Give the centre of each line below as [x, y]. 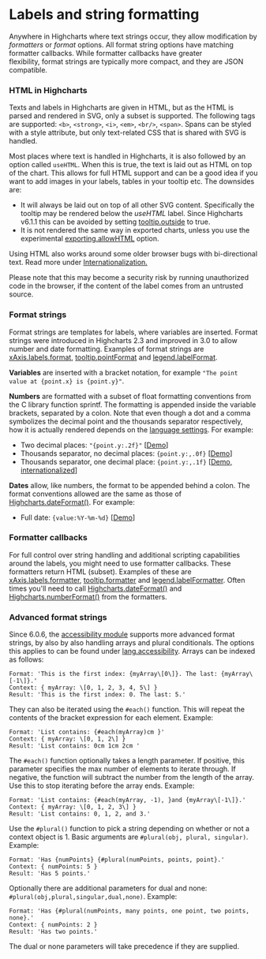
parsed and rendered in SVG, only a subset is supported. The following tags [132, 116]
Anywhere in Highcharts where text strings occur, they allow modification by [133, 36]
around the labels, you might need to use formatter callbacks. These [120, 563]
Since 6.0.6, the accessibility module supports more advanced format [122, 634]
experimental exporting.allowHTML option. [90, 239]
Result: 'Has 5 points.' [50, 874]
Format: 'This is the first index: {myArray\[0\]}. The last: [113, 674]
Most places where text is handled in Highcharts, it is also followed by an [127, 156]
